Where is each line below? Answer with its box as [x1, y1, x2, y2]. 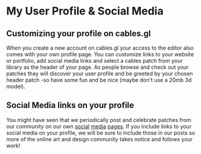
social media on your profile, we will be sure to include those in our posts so [6, 129, 195, 136]
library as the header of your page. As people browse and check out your [6, 63, 189, 71]
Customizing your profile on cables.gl [6, 28, 151, 39]
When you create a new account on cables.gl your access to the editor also [6, 44, 194, 51]
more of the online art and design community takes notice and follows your [6, 135, 193, 143]
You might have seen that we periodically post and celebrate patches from [6, 116, 191, 123]
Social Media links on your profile [6, 100, 135, 111]
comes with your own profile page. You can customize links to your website [6, 51, 194, 58]
